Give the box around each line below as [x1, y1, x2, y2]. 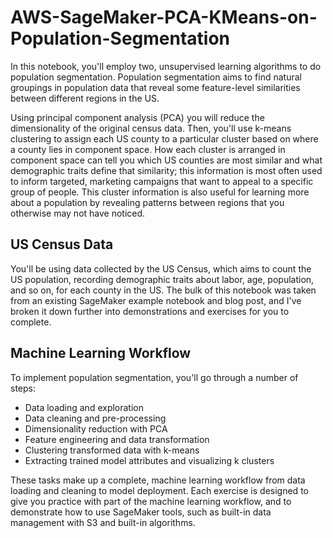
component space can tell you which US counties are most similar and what [10, 154, 323, 166]
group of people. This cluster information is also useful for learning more [10, 186, 310, 198]
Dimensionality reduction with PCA [24, 422, 168, 435]
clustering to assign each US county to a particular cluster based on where [10, 132, 319, 145]
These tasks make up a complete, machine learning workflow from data [10, 474, 306, 486]
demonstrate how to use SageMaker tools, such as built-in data [10, 506, 272, 518]
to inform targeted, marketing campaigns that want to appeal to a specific [10, 175, 314, 187]
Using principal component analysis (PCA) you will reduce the [10, 111, 265, 123]
